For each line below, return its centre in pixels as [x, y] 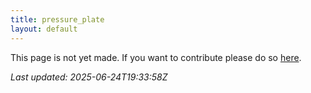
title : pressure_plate [57, 19]
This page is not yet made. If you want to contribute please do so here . [156, 57]
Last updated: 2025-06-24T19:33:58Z [89, 77]
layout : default [44, 29]
